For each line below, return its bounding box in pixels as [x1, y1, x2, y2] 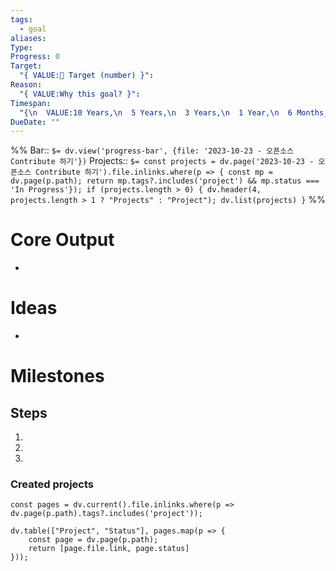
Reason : [10, 80, 43, 90]
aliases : [10, 33, 47, 43]
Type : [10, 42, 33, 53]
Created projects [10, 477, 94, 491]
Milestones [10, 365, 105, 388]
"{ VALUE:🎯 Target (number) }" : [19, 71, 155, 81]
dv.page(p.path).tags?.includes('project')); [10, 509, 203, 519]
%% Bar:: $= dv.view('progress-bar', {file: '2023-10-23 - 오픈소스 [10, 144, 295, 156]
